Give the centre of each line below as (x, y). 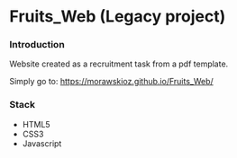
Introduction (37, 45)
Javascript (42, 143)
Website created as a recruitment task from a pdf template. (119, 64)
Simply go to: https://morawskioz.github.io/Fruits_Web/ (111, 82)
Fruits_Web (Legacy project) (118, 17)
